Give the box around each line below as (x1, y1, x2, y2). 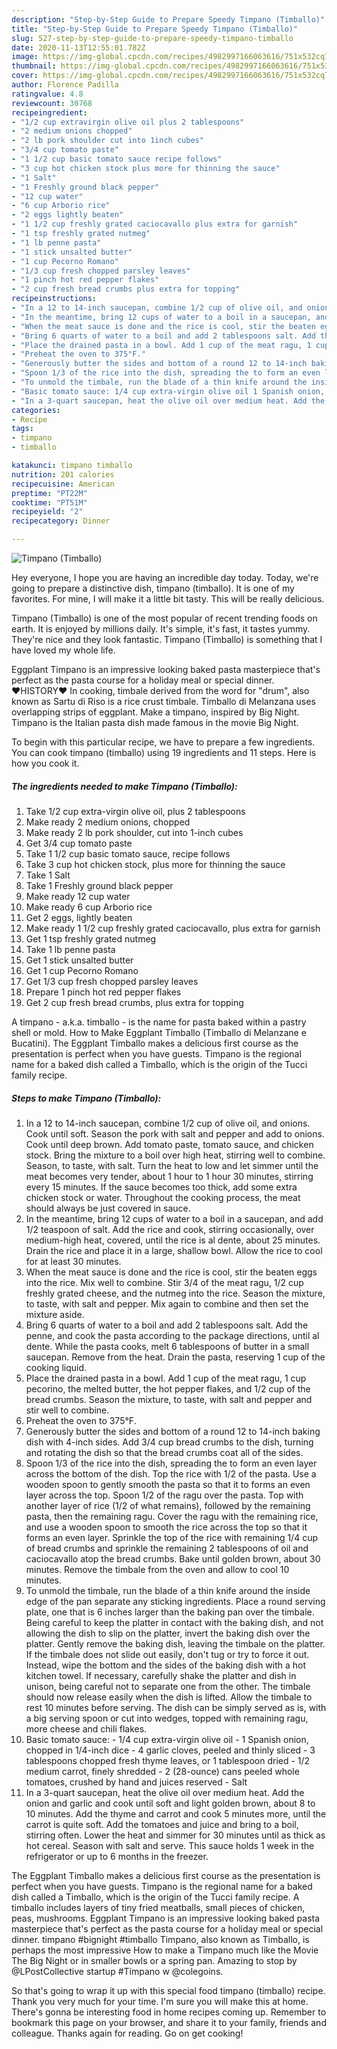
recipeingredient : (11, 107, 88, 118)
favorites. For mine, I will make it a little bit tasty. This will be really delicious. (11, 593, 325, 605)
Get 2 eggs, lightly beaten (25, 911, 133, 923)
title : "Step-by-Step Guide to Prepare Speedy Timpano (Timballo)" (11, 24, 299, 34)
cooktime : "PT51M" (11, 497, 88, 508)
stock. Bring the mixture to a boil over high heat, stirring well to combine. (25, 1149, 326, 1161)
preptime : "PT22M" (11, 488, 88, 498)
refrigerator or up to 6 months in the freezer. (25, 1850, 209, 1862)
